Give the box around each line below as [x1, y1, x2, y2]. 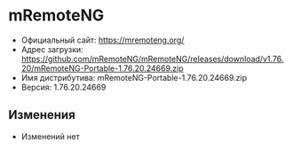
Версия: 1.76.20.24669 [20, 82, 107, 92]
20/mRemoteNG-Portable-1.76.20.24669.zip [20, 63, 184, 74]
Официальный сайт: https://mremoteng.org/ [20, 35, 185, 45]
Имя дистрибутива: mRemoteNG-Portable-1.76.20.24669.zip [20, 72, 248, 82]
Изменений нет [20, 130, 81, 142]
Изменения [8, 107, 76, 122]
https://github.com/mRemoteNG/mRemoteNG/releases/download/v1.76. [20, 53, 284, 64]
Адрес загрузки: [20, 43, 83, 54]
